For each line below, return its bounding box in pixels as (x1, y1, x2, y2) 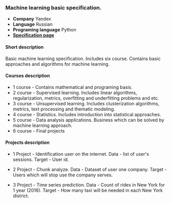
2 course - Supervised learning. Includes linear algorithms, (12, 89, 138, 96)
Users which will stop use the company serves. (12, 172, 113, 178)
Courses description (5, 72, 50, 79)
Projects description (5, 139, 50, 145)
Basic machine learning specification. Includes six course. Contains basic (5, 56, 161, 62)
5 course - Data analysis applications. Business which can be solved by (12, 117, 164, 123)
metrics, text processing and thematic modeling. (12, 106, 116, 112)
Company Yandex (12, 16, 51, 22)
